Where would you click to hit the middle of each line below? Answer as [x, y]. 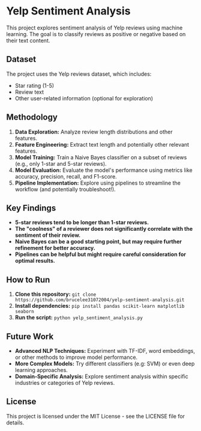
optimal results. [35, 261]
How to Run [28, 280]
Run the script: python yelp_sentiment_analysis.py [79, 317]
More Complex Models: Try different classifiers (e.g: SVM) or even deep [105, 364]
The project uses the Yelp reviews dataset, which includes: [79, 74]
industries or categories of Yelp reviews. [65, 383]
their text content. [28, 40]
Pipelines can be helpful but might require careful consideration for [100, 254]
